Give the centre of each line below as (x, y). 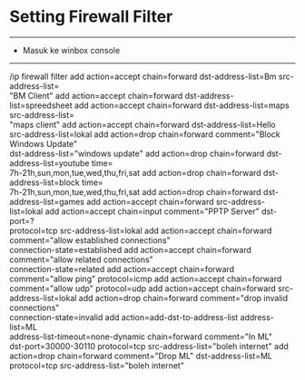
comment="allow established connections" (90, 240)
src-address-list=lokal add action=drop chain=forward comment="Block (145, 134)
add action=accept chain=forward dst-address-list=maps (182, 105)
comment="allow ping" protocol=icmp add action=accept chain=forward (146, 278)
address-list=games (47, 201)
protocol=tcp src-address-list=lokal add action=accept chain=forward (141, 230)
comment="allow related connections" (82, 259)
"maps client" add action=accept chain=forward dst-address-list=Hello (143, 124)
